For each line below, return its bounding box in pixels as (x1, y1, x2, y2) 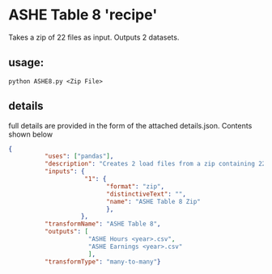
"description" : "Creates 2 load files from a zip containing (44, 160, 255, 168)
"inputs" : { (44, 167, 85, 175)
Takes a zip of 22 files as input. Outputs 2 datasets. (8, 32, 180, 42)
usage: (8, 56, 45, 70)
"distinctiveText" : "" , (106, 190, 186, 198)
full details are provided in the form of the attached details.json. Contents (8, 120, 253, 130)
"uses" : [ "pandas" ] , (44, 152, 114, 161)
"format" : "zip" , (106, 182, 164, 191)
